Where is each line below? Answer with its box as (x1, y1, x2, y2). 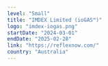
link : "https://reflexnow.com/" (7, 42, 99, 49)
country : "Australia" (7, 49, 69, 56)
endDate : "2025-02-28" (7, 36, 72, 43)
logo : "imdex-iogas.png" (7, 23, 78, 30)
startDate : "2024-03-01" (7, 29, 78, 36)
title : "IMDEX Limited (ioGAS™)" (7, 16, 103, 23)
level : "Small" (7, 10, 51, 17)
